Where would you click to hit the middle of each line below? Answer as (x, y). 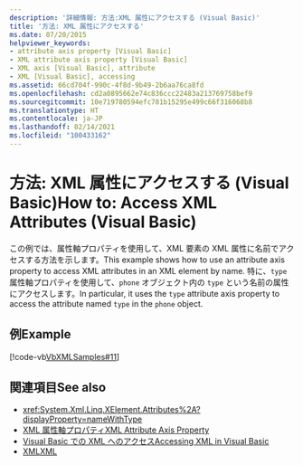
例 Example (40, 334)
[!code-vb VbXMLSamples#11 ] (65, 356)
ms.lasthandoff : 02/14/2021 (62, 128)
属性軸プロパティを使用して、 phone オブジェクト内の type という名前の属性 (149, 282)
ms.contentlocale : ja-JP (56, 119)
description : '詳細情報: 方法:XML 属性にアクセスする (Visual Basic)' (135, 18)
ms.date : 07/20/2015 (48, 34)
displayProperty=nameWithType (82, 419)
